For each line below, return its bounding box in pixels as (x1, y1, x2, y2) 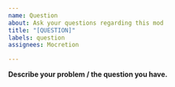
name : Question (8, 11, 58, 20)
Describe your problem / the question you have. (8, 70, 168, 79)
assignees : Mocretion (8, 41, 80, 49)
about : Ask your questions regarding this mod (8, 19, 164, 27)
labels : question (8, 33, 65, 42)
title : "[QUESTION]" (8, 26, 76, 34)
